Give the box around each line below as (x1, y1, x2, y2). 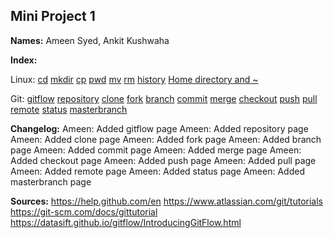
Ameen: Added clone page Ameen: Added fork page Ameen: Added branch (10, 133, 322, 145)
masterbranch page (10, 175, 92, 188)
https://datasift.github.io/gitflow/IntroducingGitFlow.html (10, 216, 242, 228)
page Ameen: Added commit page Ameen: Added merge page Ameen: (10, 144, 302, 156)
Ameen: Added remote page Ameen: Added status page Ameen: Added (10, 165, 305, 177)
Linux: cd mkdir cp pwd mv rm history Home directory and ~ (10, 73, 259, 85)
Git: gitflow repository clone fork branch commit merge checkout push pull (10, 92, 318, 104)
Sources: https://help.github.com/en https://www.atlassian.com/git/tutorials (10, 195, 323, 207)
